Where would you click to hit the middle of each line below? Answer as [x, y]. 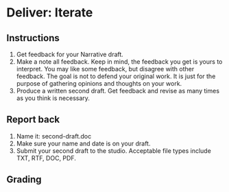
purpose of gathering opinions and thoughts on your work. [99, 83]
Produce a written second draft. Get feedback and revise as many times [118, 91]
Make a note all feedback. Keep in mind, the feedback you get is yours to [119, 62]
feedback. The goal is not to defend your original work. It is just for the [116, 76]
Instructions [33, 38]
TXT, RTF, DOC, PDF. [46, 158]
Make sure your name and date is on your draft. [83, 143]
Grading [24, 180]
